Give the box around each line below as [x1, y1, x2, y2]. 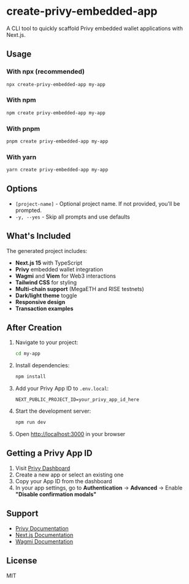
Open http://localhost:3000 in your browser [15, 430, 126, 438]
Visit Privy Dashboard [15, 464, 71, 472]
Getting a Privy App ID [6, 448, 93, 459]
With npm [6, 96, 36, 104]
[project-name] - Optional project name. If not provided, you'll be [15, 200, 180, 207]
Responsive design [15, 298, 66, 305]
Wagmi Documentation [15, 537, 74, 545]
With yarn [6, 152, 37, 161]
